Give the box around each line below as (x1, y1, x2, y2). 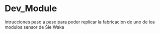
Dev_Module (4, 3, 57, 14)
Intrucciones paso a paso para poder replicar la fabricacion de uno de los (4, 19, 155, 25)
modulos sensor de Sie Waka (4, 24, 65, 30)
